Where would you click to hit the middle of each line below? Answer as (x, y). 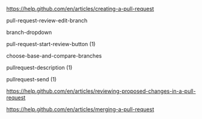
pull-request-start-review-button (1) (51, 44)
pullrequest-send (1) (32, 79)
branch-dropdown (29, 32)
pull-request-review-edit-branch (47, 20)
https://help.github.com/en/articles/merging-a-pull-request (80, 109)
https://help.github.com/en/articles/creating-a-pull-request (80, 9)
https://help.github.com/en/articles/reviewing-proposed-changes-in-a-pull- (101, 91)
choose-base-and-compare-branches (54, 56)
